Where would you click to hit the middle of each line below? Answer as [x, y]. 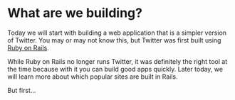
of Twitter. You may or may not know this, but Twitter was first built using [114, 40]
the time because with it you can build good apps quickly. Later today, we [115, 69]
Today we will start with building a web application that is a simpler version [117, 33]
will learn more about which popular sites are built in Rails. [93, 77]
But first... [22, 90]
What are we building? [75, 13]
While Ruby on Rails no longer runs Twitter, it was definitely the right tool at [117, 61]
